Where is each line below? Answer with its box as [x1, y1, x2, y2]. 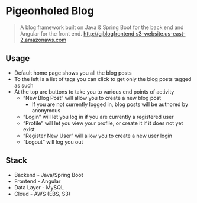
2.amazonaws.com [20, 36, 66, 43]
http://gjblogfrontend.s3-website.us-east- [83, 30, 186, 37]
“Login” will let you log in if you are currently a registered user [22, 113, 174, 120]
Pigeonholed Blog [5, 4, 94, 18]
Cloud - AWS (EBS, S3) [14, 190, 70, 197]
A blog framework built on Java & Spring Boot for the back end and [20, 24, 184, 31]
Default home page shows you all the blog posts [14, 69, 132, 76]
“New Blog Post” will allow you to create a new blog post [22, 94, 162, 101]
